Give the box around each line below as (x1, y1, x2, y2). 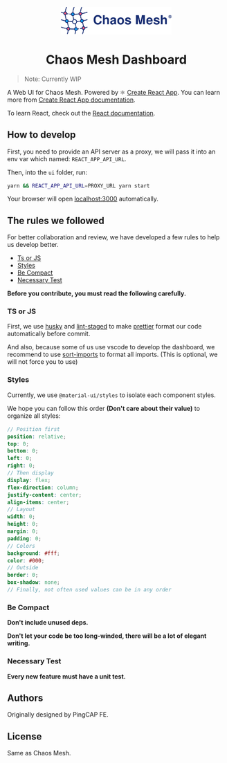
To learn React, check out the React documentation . (7, 109, 156, 117)
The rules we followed (7, 214, 105, 226)
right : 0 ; (7, 462, 36, 470)
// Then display (7, 470, 54, 477)
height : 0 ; (7, 521, 39, 528)
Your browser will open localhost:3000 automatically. (7, 194, 159, 203)
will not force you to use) (7, 358, 78, 366)
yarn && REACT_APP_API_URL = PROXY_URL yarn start (7, 182, 150, 190)
